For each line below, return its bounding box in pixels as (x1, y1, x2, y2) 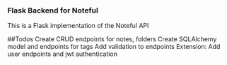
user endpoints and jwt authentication (7, 50, 118, 58)
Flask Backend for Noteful (7, 6, 99, 15)
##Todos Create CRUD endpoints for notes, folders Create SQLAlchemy (7, 35, 217, 43)
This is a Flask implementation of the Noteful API (7, 22, 149, 30)
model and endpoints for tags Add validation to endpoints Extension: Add (7, 43, 221, 51)
